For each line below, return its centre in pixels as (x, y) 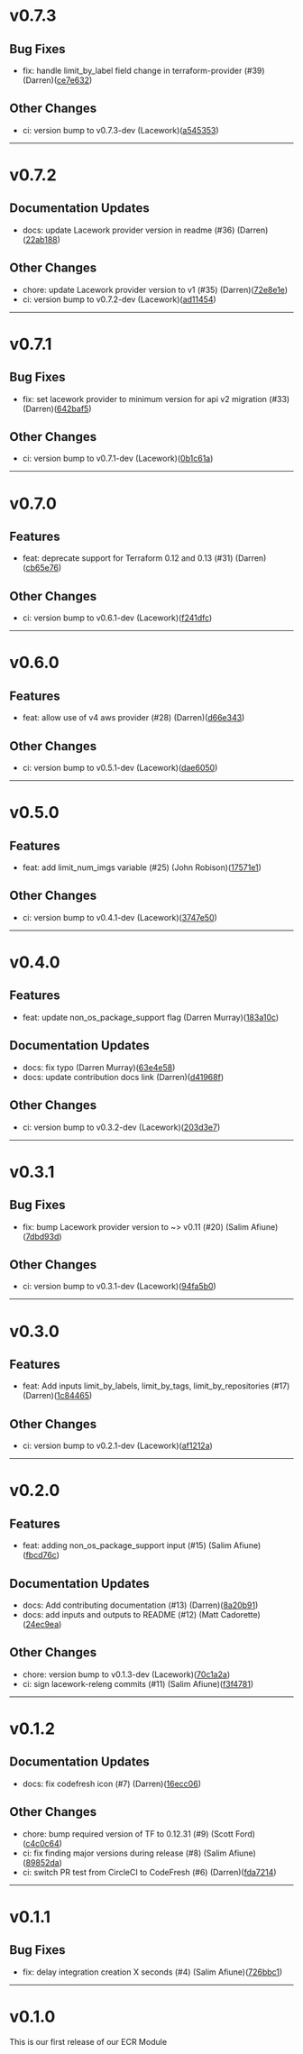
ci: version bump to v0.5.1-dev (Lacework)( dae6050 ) (120, 768)
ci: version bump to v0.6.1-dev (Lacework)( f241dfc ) (117, 618)
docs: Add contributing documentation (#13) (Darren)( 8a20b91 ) (140, 1605)
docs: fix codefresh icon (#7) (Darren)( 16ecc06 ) (111, 1783)
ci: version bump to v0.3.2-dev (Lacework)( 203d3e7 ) (121, 1127)
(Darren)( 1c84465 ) (57, 1396)
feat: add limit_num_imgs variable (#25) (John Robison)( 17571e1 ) (142, 867)
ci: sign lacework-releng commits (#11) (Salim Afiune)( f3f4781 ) (138, 1683)
